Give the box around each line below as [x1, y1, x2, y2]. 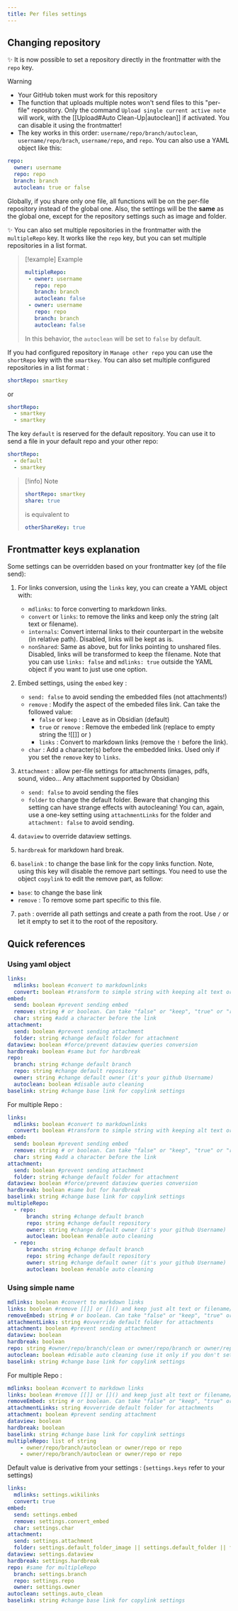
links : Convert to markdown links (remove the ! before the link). [38, 738, 229, 746]
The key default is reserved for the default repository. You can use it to [7, 430, 216, 438]
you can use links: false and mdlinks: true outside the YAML [28, 657, 213, 666]
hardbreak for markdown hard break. [17, 846, 125, 854]
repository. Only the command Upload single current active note [31, 106, 227, 114]
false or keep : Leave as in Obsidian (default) [38, 715, 170, 724]
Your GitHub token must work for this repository [17, 91, 158, 99]
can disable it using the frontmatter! [17, 121, 123, 130]
